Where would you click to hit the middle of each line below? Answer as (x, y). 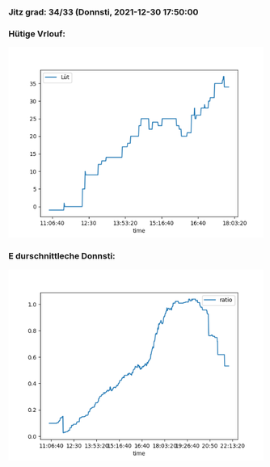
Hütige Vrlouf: (37, 33)
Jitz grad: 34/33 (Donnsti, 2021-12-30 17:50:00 (103, 12)
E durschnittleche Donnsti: (62, 256)
